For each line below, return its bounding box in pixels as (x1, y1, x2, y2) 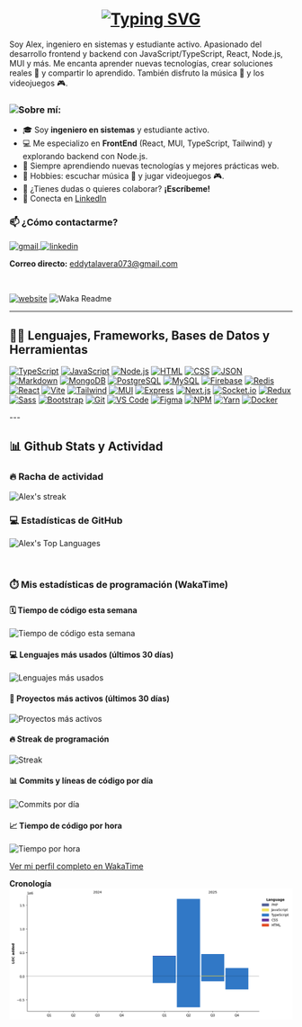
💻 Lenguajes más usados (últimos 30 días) (9, 649, 174, 660)
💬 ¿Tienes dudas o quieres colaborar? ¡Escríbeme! (22, 184, 211, 194)
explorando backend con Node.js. (22, 151, 148, 162)
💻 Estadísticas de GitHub (9, 514, 123, 527)
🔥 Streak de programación (9, 734, 110, 744)
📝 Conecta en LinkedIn (22, 194, 107, 204)
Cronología (9, 878, 52, 889)
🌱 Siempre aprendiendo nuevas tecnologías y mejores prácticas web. (22, 160, 280, 171)
